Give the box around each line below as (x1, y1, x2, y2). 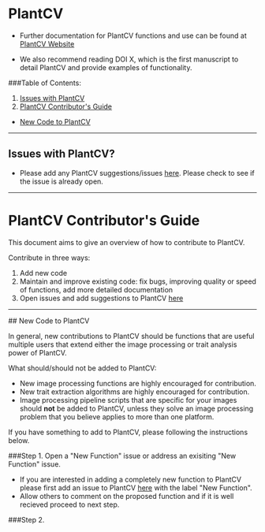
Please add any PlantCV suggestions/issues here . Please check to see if (19, 168, 255, 177)
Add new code (19, 268, 68, 277)
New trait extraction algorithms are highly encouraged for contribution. (19, 387, 250, 396)
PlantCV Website (19, 39, 75, 48)
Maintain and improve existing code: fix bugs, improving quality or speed (19, 277, 256, 286)
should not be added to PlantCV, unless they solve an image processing (19, 404, 254, 413)
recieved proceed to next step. (19, 500, 120, 509)
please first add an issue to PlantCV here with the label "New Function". (19, 482, 252, 493)
